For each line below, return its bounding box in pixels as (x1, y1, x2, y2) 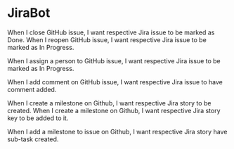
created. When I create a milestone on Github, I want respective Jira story (7, 106, 221, 115)
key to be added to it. (7, 114, 69, 122)
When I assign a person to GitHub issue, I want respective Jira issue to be (7, 56, 221, 65)
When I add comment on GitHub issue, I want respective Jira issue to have (7, 77, 223, 86)
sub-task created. (7, 135, 59, 143)
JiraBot (7, 5, 51, 21)
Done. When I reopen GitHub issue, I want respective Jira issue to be (7, 35, 207, 44)
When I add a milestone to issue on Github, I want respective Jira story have (7, 127, 228, 136)
